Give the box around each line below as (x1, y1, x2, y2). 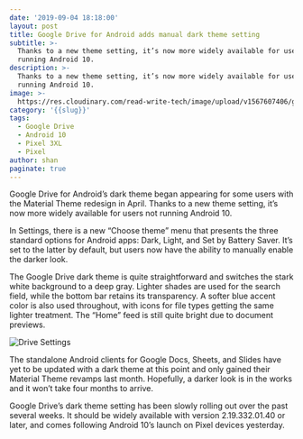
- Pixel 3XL (17, 139, 63, 148)
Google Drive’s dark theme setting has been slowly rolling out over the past (9, 400, 289, 411)
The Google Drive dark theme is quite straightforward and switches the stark (9, 271, 294, 282)
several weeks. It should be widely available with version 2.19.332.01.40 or (9, 410, 286, 421)
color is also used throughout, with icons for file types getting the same (9, 300, 275, 311)
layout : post (9, 22, 59, 31)
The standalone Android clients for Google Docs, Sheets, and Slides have (9, 354, 282, 365)
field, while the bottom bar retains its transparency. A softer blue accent (9, 290, 276, 302)
